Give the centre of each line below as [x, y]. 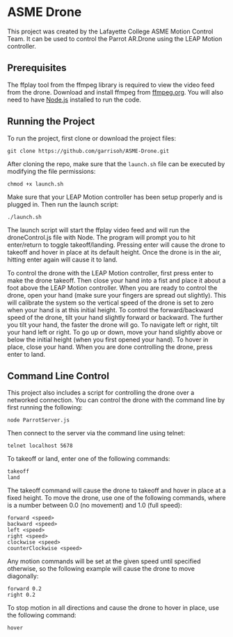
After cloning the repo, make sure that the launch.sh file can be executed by [116, 163]
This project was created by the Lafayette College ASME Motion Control [110, 31]
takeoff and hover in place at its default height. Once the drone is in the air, [114, 252]
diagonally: [23, 576]
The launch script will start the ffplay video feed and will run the [98, 229]
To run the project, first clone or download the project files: [91, 138]
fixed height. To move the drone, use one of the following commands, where [116, 498]
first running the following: [45, 408]
